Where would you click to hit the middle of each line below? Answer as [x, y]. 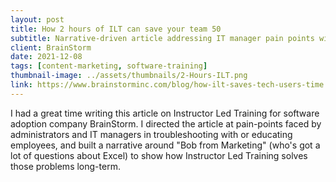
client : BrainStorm [51, 47]
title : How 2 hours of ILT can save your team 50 [116, 29]
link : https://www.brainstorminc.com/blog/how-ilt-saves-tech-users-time [167, 85]
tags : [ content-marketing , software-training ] [109, 66]
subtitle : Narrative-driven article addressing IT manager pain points [162, 38]
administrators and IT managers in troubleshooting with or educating [151, 134]
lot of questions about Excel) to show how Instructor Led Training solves [159, 155]
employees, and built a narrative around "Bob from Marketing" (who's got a [165, 145]
